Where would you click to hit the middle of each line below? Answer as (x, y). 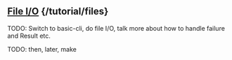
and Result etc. (29, 36)
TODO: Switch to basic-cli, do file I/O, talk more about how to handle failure (116, 28)
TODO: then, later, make (42, 49)
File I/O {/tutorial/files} (58, 12)
